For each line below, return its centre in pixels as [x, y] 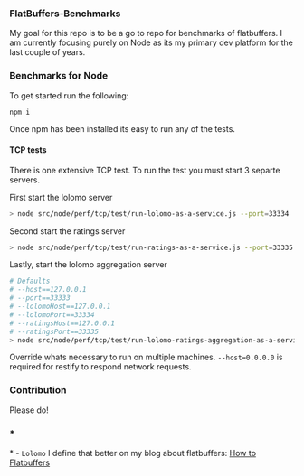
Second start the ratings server [67, 231]
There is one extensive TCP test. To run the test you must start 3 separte [145, 170]
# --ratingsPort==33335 [54, 331]
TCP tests [28, 150]
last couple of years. [47, 52]
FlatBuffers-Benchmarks [65, 14]
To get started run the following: [69, 95]
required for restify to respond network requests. [100, 367]
